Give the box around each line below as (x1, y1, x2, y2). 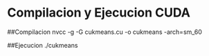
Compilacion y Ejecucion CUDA (7, 5, 190, 21)
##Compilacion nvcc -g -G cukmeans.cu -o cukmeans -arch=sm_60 (7, 28, 203, 36)
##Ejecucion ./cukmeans (7, 41, 78, 49)
